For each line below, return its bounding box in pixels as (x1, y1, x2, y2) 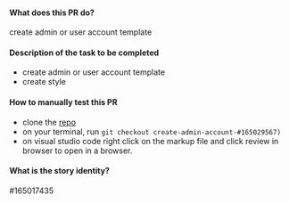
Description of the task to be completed (9, 47, 160, 58)
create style (21, 77, 67, 87)
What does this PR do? (9, 7, 95, 18)
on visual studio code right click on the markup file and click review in (21, 135, 279, 146)
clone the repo (21, 117, 77, 127)
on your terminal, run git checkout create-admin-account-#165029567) (21, 126, 282, 137)
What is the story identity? (9, 166, 110, 176)
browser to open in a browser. (21, 145, 133, 156)
